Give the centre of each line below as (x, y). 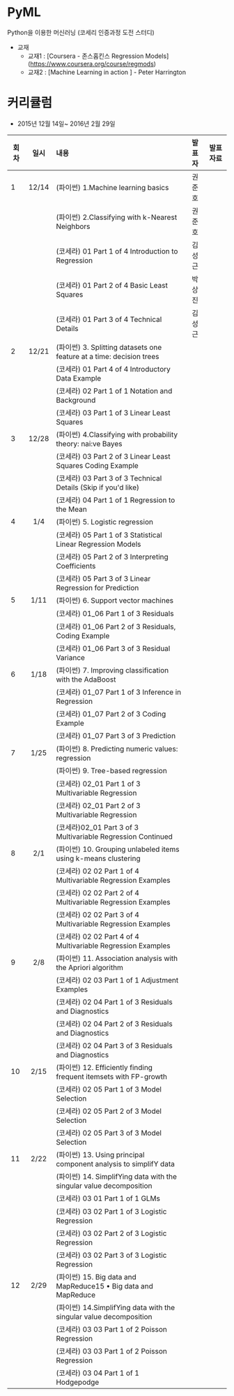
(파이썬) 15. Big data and (96, 1277)
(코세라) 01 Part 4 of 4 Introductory (113, 369)
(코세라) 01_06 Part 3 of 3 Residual (113, 648)
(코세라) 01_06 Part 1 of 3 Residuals (115, 613)
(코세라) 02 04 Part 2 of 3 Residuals (114, 1024)
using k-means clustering (98, 858)
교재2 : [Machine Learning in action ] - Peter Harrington (107, 72)
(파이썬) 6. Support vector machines (115, 600)
